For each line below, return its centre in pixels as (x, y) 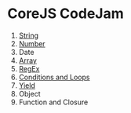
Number (32, 43)
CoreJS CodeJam (66, 14)
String (29, 35)
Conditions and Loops (54, 77)
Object (29, 93)
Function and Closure (53, 102)
